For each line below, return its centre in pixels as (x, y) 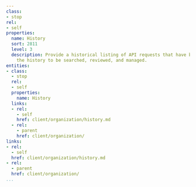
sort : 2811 (24, 44)
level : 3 (22, 50)
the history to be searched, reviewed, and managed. (82, 60)
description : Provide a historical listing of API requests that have (99, 55)
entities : (18, 66)
